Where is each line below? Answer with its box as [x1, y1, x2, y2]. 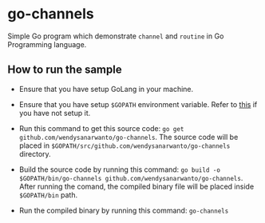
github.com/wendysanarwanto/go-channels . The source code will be [18, 132, 239, 141]
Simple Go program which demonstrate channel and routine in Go [7, 31, 224, 41]
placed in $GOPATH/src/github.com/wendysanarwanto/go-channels [18, 141, 231, 150]
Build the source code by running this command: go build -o [18, 165, 221, 174]
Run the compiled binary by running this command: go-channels [18, 205, 229, 215]
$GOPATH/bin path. [18, 189, 77, 200]
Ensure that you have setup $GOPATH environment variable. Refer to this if [18, 99, 258, 109]
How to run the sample [7, 63, 122, 77]
